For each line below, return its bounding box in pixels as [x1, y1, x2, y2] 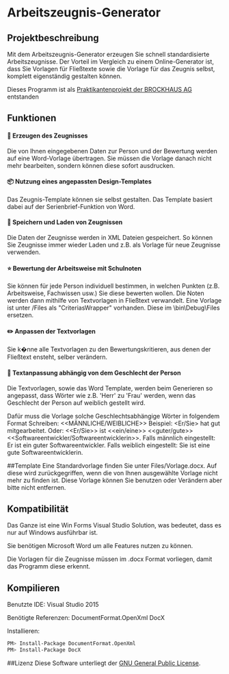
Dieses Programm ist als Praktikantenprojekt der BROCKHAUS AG [7, 86, 193, 93]
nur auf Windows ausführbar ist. [7, 529, 98, 537]
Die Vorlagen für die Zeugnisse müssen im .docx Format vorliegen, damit [7, 555, 213, 563]
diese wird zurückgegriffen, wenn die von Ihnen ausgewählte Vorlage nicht [7, 469, 218, 477]
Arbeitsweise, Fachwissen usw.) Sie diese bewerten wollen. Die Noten [7, 289, 205, 297]
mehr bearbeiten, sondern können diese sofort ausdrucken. [7, 161, 176, 169]
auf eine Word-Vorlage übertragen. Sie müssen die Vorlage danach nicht [7, 154, 212, 162]
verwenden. [7, 248, 41, 256]
